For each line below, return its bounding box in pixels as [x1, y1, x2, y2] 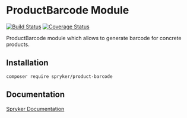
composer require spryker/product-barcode [6, 73, 113, 80]
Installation [6, 58, 49, 68]
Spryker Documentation [6, 105, 65, 112]
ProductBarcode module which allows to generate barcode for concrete [6, 34, 182, 41]
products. [6, 41, 30, 48]
